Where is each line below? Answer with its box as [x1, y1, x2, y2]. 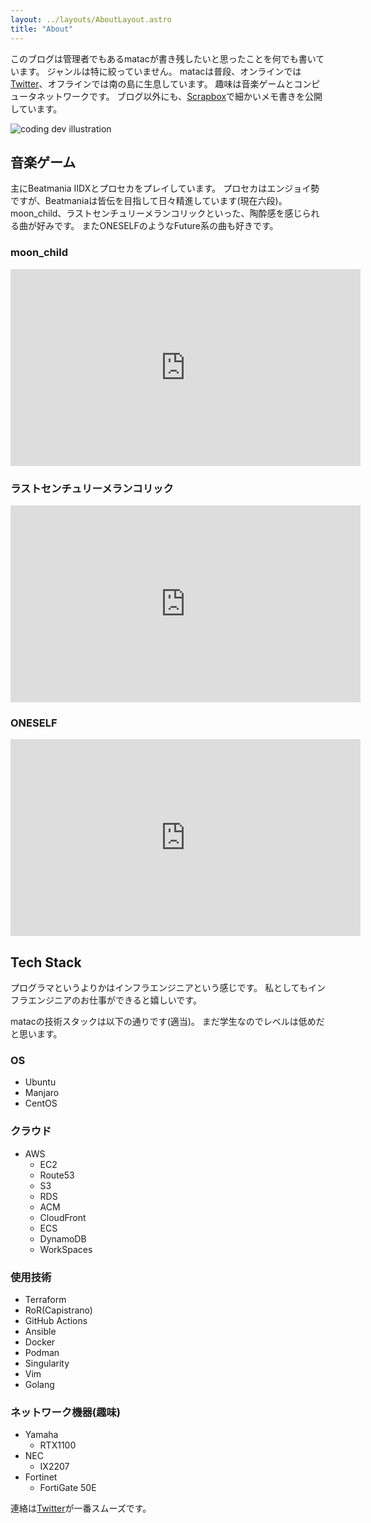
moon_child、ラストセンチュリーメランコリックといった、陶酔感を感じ [10, 207, 303, 220]
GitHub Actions [24, 1314, 88, 1326]
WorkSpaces [39, 1243, 93, 1255]
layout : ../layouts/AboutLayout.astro [10, 14, 172, 25]
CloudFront [39, 1211, 87, 1223]
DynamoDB [39, 1232, 87, 1245]
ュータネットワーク [10, 90, 90, 102]
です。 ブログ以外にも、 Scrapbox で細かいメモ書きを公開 [88, 90, 323, 102]
